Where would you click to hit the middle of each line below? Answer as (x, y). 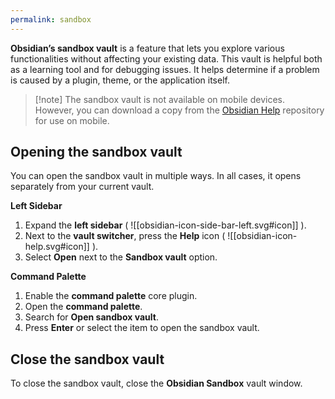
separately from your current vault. (82, 187)
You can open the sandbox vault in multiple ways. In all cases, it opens (156, 176)
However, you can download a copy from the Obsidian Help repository (179, 110)
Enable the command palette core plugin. (111, 296)
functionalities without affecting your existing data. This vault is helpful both (166, 58)
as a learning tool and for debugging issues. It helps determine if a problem (165, 69)
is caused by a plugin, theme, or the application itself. (120, 80)
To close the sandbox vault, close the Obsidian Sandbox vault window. (156, 383)
